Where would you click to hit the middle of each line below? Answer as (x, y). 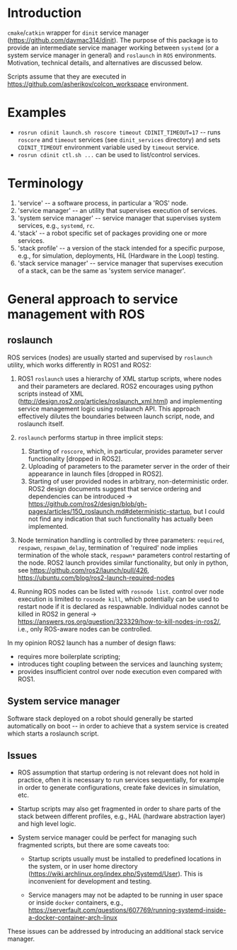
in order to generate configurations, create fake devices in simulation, (119, 788)
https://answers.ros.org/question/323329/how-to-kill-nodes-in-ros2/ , (119, 622)
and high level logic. (47, 824)
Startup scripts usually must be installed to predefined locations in (125, 859)
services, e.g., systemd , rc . (56, 225)
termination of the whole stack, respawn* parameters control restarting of (124, 555)
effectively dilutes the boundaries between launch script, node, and (116, 416)
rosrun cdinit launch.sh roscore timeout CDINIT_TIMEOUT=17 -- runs (119, 132)
